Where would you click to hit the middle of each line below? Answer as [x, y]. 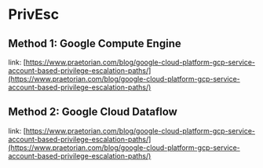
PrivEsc [34, 15]
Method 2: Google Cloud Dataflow [93, 112]
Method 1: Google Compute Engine [95, 44]
